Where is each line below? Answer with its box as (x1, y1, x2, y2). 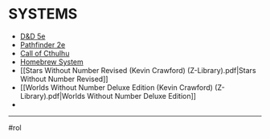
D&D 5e (19, 31, 46, 41)
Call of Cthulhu (19, 48, 70, 58)
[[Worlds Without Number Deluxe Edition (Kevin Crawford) (19, 82, 213, 92)
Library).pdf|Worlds (19, 91, 86, 100)
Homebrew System (19, 57, 84, 67)
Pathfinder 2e (19, 39, 66, 49)
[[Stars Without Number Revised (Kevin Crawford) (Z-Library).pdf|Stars (19, 65, 256, 75)
